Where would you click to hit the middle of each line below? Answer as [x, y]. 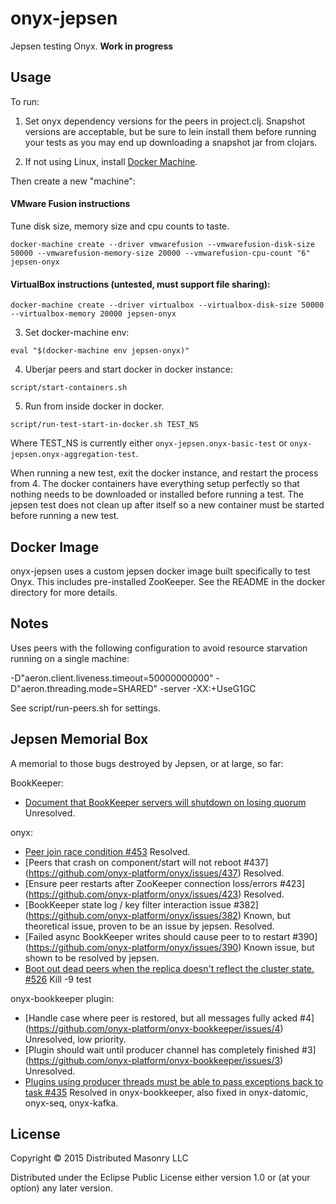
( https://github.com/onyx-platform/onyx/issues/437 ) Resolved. [154, 873]
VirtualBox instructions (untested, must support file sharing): [140, 284]
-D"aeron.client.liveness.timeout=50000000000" [112, 678]
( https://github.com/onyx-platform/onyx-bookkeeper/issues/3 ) [154, 1060]
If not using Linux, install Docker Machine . [111, 161]
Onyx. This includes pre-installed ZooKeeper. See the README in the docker [168, 581]
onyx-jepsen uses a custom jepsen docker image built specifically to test [160, 571]
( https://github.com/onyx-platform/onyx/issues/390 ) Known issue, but [169, 947]
